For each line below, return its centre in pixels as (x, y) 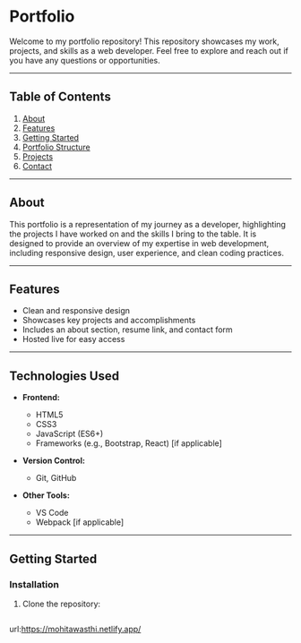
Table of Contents (60, 97)
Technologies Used (64, 376)
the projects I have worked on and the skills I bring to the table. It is (133, 234)
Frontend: (41, 398)
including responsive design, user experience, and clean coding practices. (147, 253)
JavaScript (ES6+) (69, 434)
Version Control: (53, 461)
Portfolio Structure (56, 147)
